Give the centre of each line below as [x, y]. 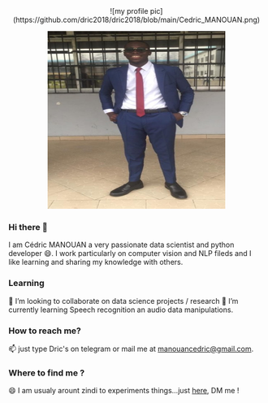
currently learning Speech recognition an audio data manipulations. [121, 310]
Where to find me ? [47, 373]
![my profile [129, 11]
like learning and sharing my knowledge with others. [96, 262]
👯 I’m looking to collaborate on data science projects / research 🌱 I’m [123, 301]
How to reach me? [45, 331]
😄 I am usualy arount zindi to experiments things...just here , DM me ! [124, 391]
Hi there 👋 [28, 227]
